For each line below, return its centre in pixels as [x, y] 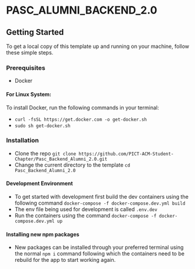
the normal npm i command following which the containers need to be [99, 254]
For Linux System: [29, 94]
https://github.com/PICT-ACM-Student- [126, 154]
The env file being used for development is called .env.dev [86, 209]
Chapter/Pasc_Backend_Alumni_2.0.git [61, 159]
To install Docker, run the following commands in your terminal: [82, 108]
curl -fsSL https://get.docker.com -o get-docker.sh [81, 119]
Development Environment [39, 183]
